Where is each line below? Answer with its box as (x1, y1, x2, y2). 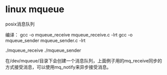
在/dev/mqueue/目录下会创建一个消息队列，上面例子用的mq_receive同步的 (5, 57, 162, 64)
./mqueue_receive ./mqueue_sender (5, 47, 82, 53)
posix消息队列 (5, 21, 35, 27)
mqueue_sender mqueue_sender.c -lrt (5, 37, 86, 44)
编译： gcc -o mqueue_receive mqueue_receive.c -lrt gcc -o (5, 31, 133, 37)
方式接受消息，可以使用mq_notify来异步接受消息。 (5, 64, 111, 70)
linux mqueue (5, 4, 65, 15)
